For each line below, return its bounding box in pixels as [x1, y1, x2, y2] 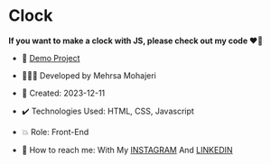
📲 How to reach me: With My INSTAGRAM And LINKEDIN [21, 144, 233, 155]
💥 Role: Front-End [21, 126, 89, 137]
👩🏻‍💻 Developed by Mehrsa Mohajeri [21, 69, 157, 81]
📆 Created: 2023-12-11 [21, 87, 106, 98]
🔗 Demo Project [21, 52, 80, 63]
